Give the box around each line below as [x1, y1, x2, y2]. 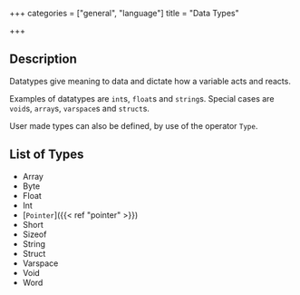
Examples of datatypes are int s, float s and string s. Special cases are [9, 93, 275, 103]
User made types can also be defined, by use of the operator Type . [9, 120, 258, 131]
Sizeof [22, 229, 47, 240]
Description [9, 52, 77, 67]
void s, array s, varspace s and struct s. [9, 103, 150, 113]
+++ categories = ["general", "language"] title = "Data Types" [9, 8, 239, 18]
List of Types [9, 147, 84, 162]
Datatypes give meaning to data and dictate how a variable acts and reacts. [9, 75, 292, 86]
